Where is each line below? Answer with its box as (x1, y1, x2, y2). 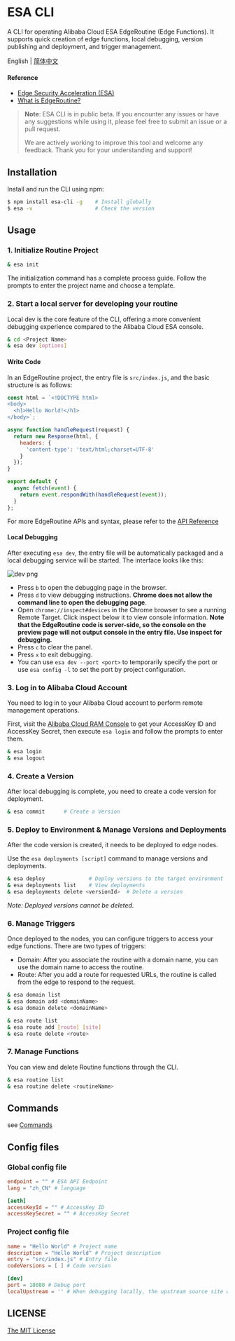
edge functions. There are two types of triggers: (7, 942, 146, 950)
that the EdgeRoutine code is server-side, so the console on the (17, 620, 206, 628)
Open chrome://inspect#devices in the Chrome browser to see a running (17, 605, 227, 614)
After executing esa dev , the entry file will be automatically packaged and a (7, 548, 224, 557)
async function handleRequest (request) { (7, 426, 130, 433)
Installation (7, 166, 57, 178)
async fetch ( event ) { (13, 485, 77, 492)
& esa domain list (7, 992, 61, 999)
